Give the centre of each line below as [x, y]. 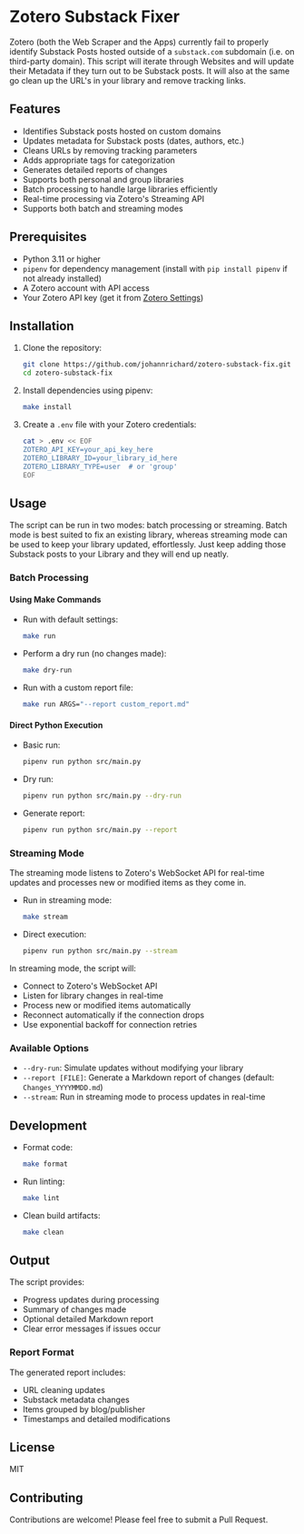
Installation [42, 326]
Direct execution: [54, 934]
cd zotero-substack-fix [68, 373]
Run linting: [44, 1181]
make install [47, 407]
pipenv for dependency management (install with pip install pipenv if [155, 268]
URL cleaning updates [64, 1389]
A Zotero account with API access [86, 287]
